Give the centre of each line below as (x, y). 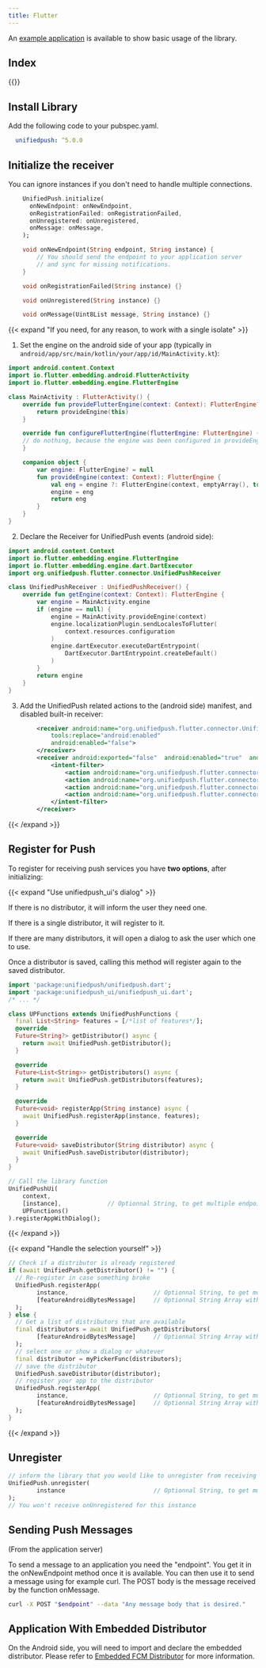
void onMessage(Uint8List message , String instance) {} (117, 315)
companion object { (55, 463)
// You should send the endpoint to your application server (140, 257)
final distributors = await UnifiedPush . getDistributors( (113, 1330)
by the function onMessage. (54, 1590)
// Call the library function (58, 1182)
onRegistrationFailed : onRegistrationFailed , (105, 213)
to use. (19, 946)
